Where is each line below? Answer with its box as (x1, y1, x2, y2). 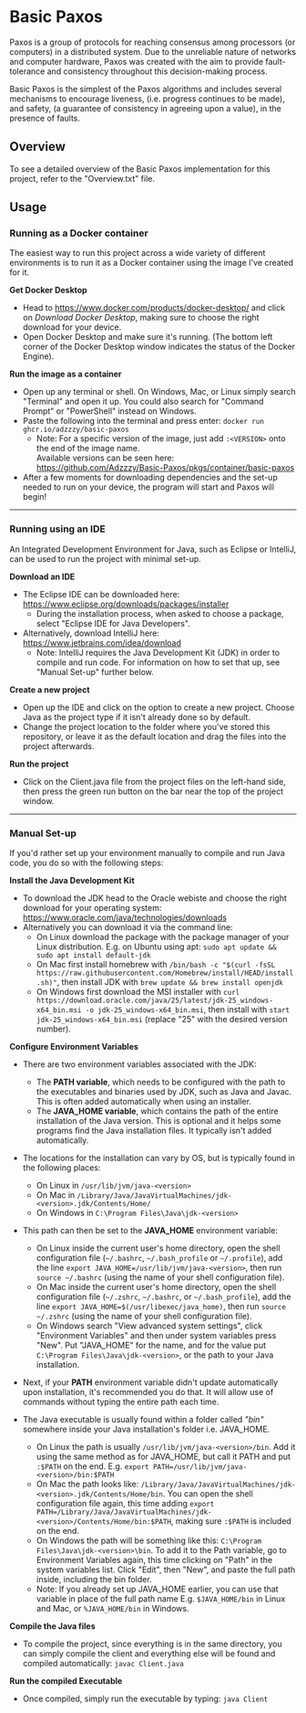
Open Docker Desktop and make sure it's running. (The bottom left (22, 332, 273, 343)
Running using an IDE (9, 523, 107, 535)
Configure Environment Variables (9, 1042, 139, 1052)
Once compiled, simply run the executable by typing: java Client (22, 1693, 269, 1705)
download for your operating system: (22, 903, 162, 914)
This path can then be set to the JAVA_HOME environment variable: (22, 1225, 278, 1236)
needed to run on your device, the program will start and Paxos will (22, 481, 275, 492)
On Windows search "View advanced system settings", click (36, 1320, 262, 1331)
